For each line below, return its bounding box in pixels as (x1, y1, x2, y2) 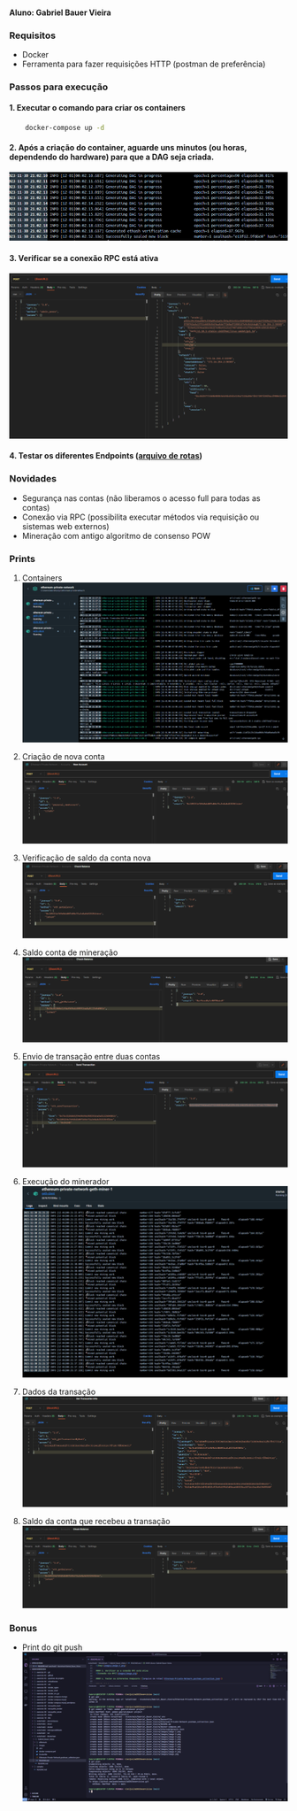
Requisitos (9, 29, 56, 42)
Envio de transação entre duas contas (21, 1052, 161, 1062)
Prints (9, 552, 35, 565)
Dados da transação (21, 1386, 96, 1398)
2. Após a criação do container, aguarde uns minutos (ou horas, (9, 143, 247, 153)
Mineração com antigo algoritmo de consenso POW (21, 530, 210, 541)
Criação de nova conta (21, 751, 105, 761)
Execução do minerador (21, 1176, 110, 1187)
